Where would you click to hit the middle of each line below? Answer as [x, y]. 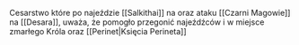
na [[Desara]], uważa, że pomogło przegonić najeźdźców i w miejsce [137, 22]
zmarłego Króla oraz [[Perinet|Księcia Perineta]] [98, 31]
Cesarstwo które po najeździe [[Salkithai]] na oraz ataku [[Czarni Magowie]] [150, 13]
